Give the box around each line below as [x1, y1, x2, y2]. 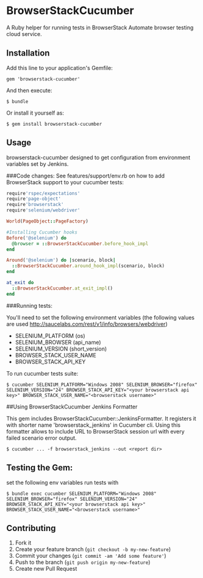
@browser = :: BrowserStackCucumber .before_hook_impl [12, 240, 149, 247]
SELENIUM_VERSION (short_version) [15, 345, 107, 352]
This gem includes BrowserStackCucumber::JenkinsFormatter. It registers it [6, 415, 196, 422]
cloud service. [6, 30, 43, 37]
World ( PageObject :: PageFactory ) [6, 218, 88, 224]
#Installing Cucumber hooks [6, 229, 78, 235]
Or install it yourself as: [6, 109, 64, 116]
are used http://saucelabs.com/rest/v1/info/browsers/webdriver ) [6, 320, 168, 327]
